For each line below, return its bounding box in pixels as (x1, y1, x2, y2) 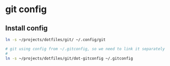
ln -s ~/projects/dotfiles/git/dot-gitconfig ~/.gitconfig (5, 56, 133, 61)
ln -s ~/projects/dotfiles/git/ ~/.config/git (5, 37, 106, 42)
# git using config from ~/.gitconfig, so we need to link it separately (5, 46, 165, 51)
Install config (5, 24, 48, 32)
